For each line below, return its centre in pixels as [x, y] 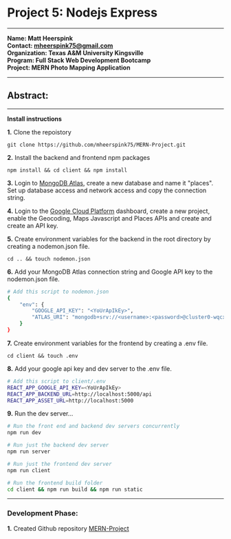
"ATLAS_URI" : [51, 317]
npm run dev [24, 433]
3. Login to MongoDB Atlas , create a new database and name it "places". [110, 183]
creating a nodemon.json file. [48, 246]
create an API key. [33, 225]
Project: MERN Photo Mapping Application [69, 68]
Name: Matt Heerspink [40, 38]
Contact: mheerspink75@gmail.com [60, 45]
